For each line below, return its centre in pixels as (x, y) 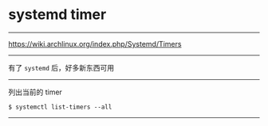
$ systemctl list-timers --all (60, 107)
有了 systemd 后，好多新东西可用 (61, 67)
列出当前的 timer (35, 92)
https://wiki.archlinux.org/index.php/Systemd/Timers (95, 44)
